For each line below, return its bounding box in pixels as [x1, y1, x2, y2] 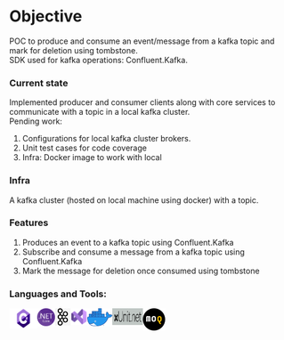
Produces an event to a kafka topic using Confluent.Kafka [21, 237, 234, 247]
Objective [9, 6, 83, 27]
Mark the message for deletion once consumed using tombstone [21, 265, 260, 276]
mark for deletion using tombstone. [9, 45, 138, 55]
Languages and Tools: [9, 287, 107, 300]
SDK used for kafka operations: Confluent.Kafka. [9, 54, 189, 65]
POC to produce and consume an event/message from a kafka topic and [9, 36, 275, 46]
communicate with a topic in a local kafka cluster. [9, 107, 191, 117]
